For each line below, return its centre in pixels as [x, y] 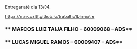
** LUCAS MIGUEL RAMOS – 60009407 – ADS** [64, 42]
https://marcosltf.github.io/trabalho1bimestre [50, 16]
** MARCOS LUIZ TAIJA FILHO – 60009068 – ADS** [69, 29]
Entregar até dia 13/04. [28, 7]
